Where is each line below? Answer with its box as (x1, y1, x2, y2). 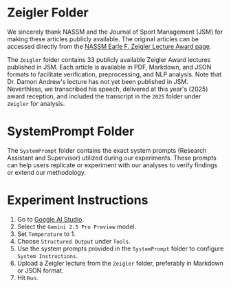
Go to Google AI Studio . (16, 215, 85, 223)
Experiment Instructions (7, 193, 148, 208)
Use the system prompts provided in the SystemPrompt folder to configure (16, 244, 224, 253)
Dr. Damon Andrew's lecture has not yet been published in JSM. (7, 77, 189, 85)
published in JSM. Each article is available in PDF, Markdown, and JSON (7, 63, 212, 71)
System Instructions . (16, 251, 78, 259)
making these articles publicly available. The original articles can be (7, 34, 199, 43)
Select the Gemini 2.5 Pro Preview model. (16, 222, 137, 231)
